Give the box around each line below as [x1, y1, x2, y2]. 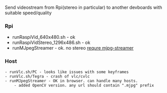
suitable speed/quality [5, 10, 52, 16]
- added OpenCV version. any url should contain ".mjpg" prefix [14, 83, 154, 88]
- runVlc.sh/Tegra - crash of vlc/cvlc [5, 74, 90, 79]
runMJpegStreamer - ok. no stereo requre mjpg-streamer [12, 45, 134, 51]
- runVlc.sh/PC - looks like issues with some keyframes [5, 69, 129, 75]
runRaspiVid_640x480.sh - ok [12, 34, 75, 40]
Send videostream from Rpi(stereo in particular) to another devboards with [5, 5, 162, 10]
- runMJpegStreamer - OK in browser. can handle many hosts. [5, 78, 138, 83]
